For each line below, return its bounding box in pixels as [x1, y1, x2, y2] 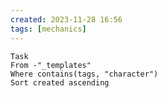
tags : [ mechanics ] [10, 24, 87, 34]
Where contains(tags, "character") [10, 69, 159, 79]
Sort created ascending [10, 77, 110, 88]
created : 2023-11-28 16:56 [10, 14, 123, 25]
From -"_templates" [10, 60, 92, 70]
